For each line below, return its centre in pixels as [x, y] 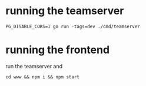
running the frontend [58, 50]
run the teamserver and [34, 66]
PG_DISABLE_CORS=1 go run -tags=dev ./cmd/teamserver [73, 27]
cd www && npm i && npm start [43, 77]
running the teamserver [65, 11]
